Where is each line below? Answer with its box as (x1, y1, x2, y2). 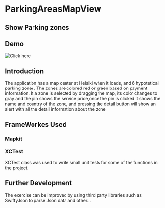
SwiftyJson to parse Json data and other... (5, 197, 91, 203)
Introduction (5, 67, 44, 75)
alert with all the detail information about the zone (5, 106, 106, 112)
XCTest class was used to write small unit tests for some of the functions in (5, 159, 158, 165)
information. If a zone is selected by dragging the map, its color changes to (5, 90, 158, 96)
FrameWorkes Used (5, 120, 67, 129)
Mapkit (5, 135, 22, 142)
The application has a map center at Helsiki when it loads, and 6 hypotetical (5, 80, 159, 86)
